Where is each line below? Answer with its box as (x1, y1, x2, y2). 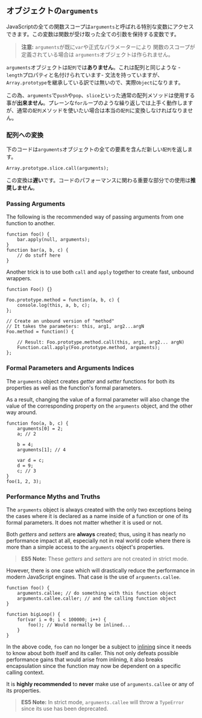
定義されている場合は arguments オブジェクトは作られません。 (21, 51, 174, 58)
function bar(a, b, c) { (6, 247, 69, 254)
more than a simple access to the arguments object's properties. (6, 543, 165, 551)
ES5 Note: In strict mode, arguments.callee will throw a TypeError (21, 699, 185, 705)
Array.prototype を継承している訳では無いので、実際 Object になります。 (6, 79, 184, 86)
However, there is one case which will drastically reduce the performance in (6, 567, 195, 574)
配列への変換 (6, 130, 44, 139)
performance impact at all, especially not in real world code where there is (6, 537, 191, 544)
